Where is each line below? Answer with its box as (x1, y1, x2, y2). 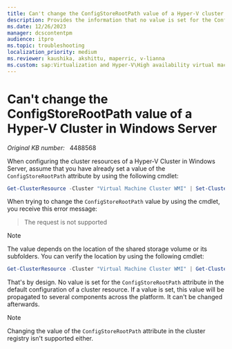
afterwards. (7, 300, 40, 308)
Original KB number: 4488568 (7, 143, 97, 152)
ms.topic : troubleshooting (7, 42, 85, 49)
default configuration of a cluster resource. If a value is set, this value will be (7, 285, 224, 294)
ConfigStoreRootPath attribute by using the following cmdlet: (7, 171, 179, 180)
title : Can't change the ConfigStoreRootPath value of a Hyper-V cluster (7, 10, 224, 17)
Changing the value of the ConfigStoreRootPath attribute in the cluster (7, 327, 206, 335)
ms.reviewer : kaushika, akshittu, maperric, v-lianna (7, 55, 166, 62)
